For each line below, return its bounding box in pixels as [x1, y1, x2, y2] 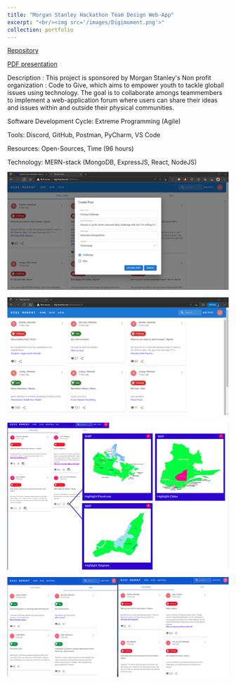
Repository [7, 46, 39, 55]
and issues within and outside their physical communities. [7, 103, 174, 112]
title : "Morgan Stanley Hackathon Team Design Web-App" [7, 11, 174, 18]
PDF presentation [7, 60, 58, 68]
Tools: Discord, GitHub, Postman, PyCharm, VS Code [7, 131, 161, 139]
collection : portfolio [7, 26, 74, 33]
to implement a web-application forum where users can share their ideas [7, 96, 218, 105]
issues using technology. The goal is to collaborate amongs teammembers [7, 89, 223, 97]
